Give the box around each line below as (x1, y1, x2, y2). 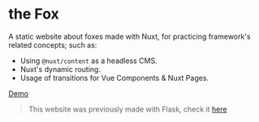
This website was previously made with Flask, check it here (28, 104, 227, 114)
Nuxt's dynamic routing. (19, 64, 101, 74)
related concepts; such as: (8, 40, 97, 49)
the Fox (8, 5, 59, 23)
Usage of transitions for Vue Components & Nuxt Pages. (19, 73, 209, 82)
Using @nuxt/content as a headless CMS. (19, 56, 158, 65)
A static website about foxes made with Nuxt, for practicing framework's (8, 32, 251, 41)
